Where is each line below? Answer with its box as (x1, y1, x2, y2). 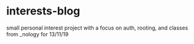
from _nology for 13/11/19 (6, 30, 69, 37)
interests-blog (6, 4, 80, 18)
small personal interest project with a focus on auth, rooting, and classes (6, 24, 189, 31)
